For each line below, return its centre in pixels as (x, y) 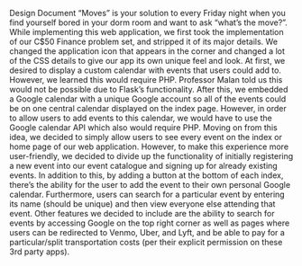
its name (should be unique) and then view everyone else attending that (142, 204)
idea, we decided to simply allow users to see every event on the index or (146, 137)
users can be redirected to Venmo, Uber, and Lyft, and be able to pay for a (147, 232)
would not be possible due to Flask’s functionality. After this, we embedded (149, 89)
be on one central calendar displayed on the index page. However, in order (148, 108)
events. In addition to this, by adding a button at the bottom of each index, (146, 175)
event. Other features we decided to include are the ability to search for (142, 213)
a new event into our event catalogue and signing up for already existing (143, 166)
